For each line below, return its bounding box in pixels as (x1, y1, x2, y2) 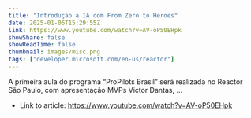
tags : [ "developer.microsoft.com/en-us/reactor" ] (8, 56, 175, 64)
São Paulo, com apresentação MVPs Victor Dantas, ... (8, 85, 183, 94)
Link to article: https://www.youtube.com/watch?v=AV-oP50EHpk (19, 100, 233, 110)
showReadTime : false (8, 41, 77, 49)
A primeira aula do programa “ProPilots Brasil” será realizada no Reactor (8, 76, 243, 87)
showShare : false (8, 33, 66, 42)
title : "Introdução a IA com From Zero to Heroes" (8, 11, 178, 20)
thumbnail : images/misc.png (8, 48, 101, 56)
